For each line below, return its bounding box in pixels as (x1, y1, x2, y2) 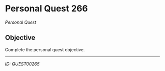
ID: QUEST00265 (5, 61, 40, 67)
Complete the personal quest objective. (5, 46, 85, 52)
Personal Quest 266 (5, 3, 88, 14)
